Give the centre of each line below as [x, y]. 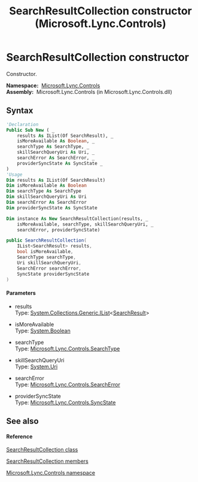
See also [22, 421]
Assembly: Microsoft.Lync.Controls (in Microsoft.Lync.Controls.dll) [89, 91]
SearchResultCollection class [42, 450]
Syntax [20, 111]
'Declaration [22, 124]
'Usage [14, 175]
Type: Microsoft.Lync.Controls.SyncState [65, 402]
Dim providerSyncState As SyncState [52, 208]
